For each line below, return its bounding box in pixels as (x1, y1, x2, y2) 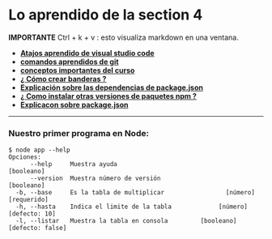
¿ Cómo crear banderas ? (19, 74, 107, 83)
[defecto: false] (8, 224, 67, 233)
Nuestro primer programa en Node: (8, 127, 150, 139)
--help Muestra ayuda (29, 160, 117, 169)
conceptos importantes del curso (19, 65, 135, 75)
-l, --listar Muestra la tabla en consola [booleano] (15, 217, 237, 225)
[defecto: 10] (8, 210, 57, 218)
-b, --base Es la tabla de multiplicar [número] (15, 189, 255, 197)
